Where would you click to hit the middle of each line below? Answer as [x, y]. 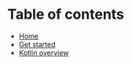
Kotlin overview [44, 52]
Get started [37, 44]
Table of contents [66, 14]
